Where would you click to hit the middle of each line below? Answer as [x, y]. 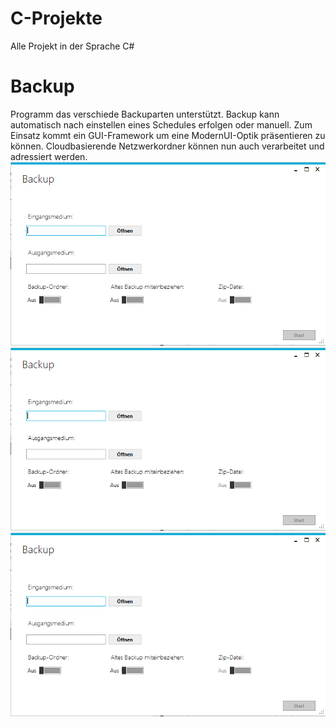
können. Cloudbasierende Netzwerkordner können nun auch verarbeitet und [167, 146]
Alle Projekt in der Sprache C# [72, 46]
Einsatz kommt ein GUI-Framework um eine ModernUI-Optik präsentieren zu [168, 135]
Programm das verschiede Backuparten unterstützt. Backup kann [145, 114]
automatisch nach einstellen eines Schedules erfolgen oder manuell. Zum [161, 124]
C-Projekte [56, 18]
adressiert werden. [49, 156]
